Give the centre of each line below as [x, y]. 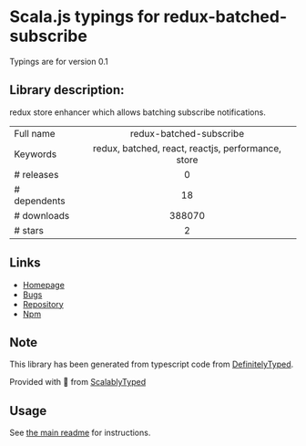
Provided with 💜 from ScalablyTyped [78, 382]
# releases [36, 174]
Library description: [67, 90]
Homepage [44, 285]
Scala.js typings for [85, 17]
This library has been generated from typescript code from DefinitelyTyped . [152, 364]
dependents [40, 201]
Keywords [36, 154]
